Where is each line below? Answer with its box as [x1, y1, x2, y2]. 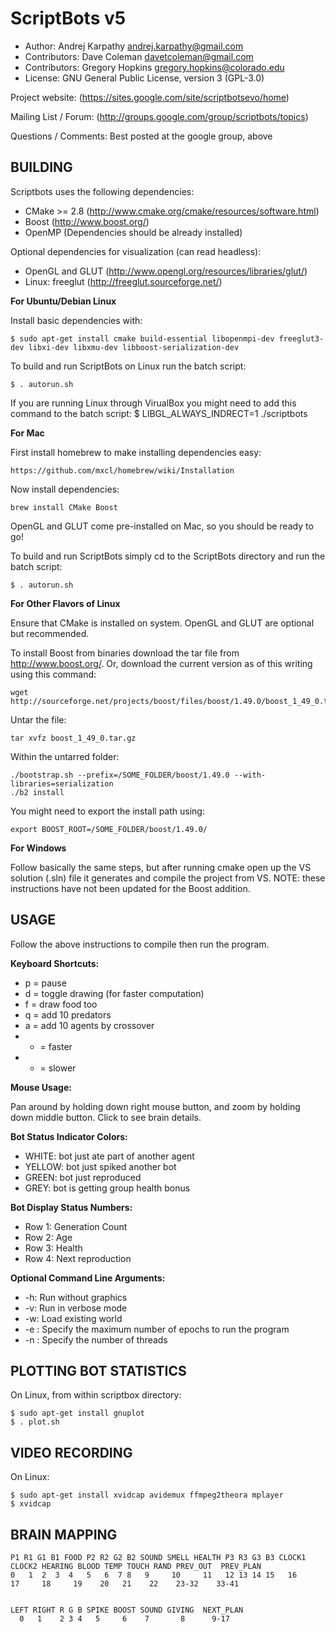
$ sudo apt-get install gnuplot [10, 1408, 145, 1419]
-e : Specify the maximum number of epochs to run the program [24, 1323, 290, 1335]
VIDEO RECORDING [10, 1444, 133, 1461]
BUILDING [10, 159, 73, 176]
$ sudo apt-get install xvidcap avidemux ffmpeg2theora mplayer [10, 1490, 284, 1501]
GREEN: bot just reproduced [24, 1171, 142, 1183]
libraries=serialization [10, 778, 114, 789]
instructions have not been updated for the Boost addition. [10, 882, 251, 894]
